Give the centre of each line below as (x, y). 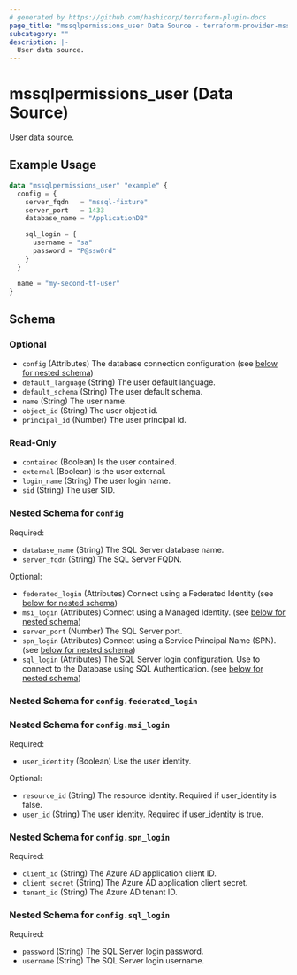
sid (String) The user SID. (69, 490)
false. (32, 804)
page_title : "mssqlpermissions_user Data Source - (104, 26)
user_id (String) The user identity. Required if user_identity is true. (142, 814)
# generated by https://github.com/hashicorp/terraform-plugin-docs (138, 17)
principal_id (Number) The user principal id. (104, 420)
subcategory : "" (39, 34)
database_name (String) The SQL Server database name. (123, 549)
